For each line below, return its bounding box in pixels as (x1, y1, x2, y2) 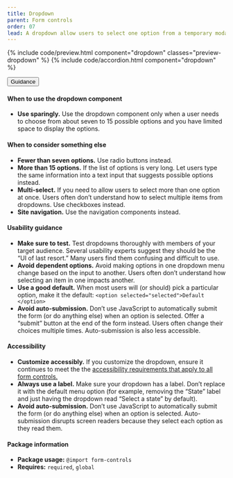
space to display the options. (17, 124, 101, 133)
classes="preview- (167, 49, 222, 57)
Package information (7, 440, 69, 448)
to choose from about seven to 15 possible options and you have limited (17, 117, 223, 126)
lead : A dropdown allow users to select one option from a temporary (7, 29, 213, 37)
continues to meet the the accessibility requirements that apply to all (17, 365, 213, 374)
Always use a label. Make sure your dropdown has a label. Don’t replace (17, 380, 225, 388)
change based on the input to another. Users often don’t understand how (17, 268, 226, 277)
